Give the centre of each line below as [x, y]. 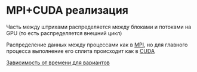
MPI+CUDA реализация [67, 10]
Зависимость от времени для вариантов [58, 62]
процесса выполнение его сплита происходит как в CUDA [81, 51]
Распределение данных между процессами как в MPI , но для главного [97, 45]
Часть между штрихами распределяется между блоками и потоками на [99, 27]
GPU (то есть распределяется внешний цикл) [64, 33]
